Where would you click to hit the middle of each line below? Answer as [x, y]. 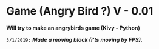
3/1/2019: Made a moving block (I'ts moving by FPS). [74, 39]
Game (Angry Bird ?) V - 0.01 [80, 11]
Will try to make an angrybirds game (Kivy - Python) [73, 28]
